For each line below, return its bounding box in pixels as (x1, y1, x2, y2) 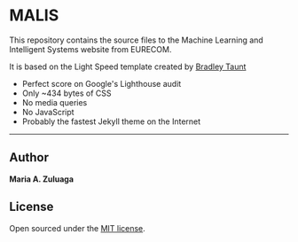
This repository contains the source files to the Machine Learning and (9, 35, 263, 45)
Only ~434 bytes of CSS (21, 88, 112, 98)
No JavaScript (21, 106, 74, 117)
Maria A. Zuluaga (9, 174, 74, 184)
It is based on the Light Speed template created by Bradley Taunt (9, 61, 247, 72)
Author (9, 150, 49, 165)
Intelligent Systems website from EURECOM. (9, 43, 172, 54)
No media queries (21, 97, 88, 107)
